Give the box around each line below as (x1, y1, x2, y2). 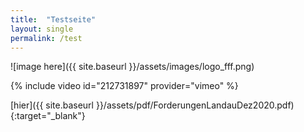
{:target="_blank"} (10, 110, 86, 122)
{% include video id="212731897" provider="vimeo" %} (10, 80, 239, 92)
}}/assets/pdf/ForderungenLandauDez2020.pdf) (95, 99, 295, 111)
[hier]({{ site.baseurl (10, 99, 94, 111)
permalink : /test (10, 33, 83, 43)
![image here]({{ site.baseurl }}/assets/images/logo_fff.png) (10, 61, 255, 73)
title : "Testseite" (10, 14, 97, 25)
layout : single (10, 24, 74, 34)
